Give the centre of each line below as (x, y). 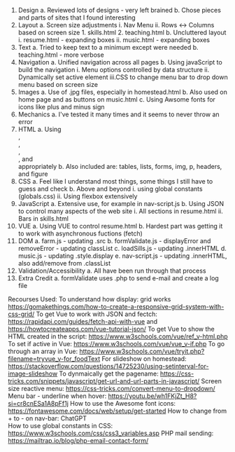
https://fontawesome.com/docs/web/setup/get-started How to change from (117, 411)
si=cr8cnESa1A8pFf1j (38, 403)
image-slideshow (33, 374)
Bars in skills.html (43, 219)
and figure (33, 174)
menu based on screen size (58, 84)
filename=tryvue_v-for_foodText (54, 359)
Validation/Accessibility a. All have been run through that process (112, 270)
